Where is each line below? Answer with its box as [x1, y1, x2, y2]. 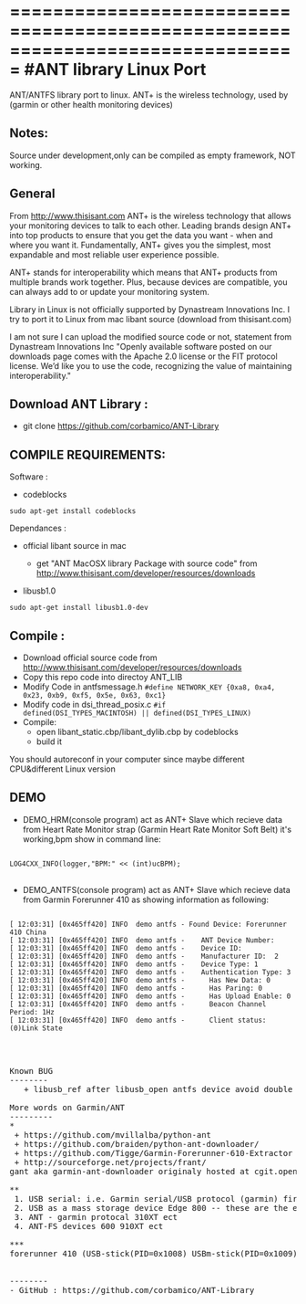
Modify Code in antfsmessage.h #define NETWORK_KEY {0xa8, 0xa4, [22, 681, 276, 692]
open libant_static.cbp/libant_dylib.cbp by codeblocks [36, 727, 239, 737]
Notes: [9, 125, 48, 142]
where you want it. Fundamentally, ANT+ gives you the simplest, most [9, 239, 271, 250]
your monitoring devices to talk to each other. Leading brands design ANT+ [9, 220, 292, 231]
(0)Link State [9, 1024, 64, 1033]
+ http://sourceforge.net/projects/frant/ [14, 1157, 207, 1167]
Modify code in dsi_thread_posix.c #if [22, 699, 167, 710]
